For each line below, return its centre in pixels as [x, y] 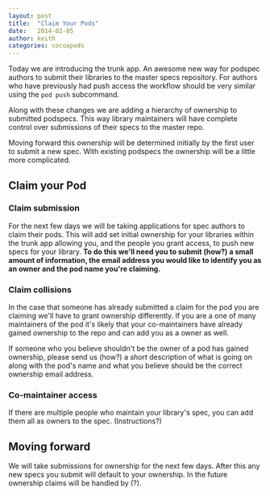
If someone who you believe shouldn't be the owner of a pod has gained [129, 348]
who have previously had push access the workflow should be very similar [132, 86]
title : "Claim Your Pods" [54, 23]
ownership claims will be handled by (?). [75, 483]
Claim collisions [40, 290]
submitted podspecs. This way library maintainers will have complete [123, 119]
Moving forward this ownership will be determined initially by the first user [131, 143]
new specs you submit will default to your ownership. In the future [118, 475]
